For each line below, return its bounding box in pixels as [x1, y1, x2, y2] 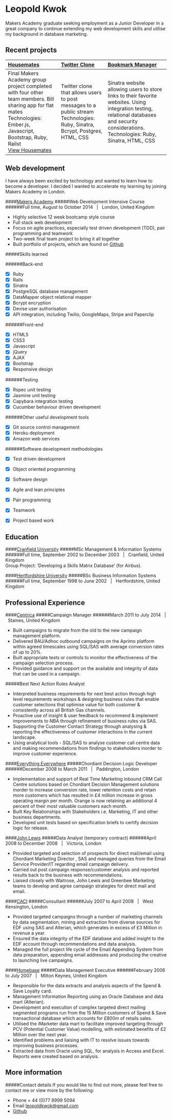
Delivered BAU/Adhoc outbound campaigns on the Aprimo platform [12, 638, 155, 644]
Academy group [8, 76, 47, 83]
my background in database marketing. [5, 31, 88, 37]
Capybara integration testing [12, 398, 73, 404]
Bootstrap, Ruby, [8, 134, 48, 141]
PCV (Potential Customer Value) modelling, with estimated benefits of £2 [12, 1026, 166, 1032]
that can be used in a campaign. [12, 671, 81, 677]
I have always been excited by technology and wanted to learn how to [5, 177, 153, 184]
